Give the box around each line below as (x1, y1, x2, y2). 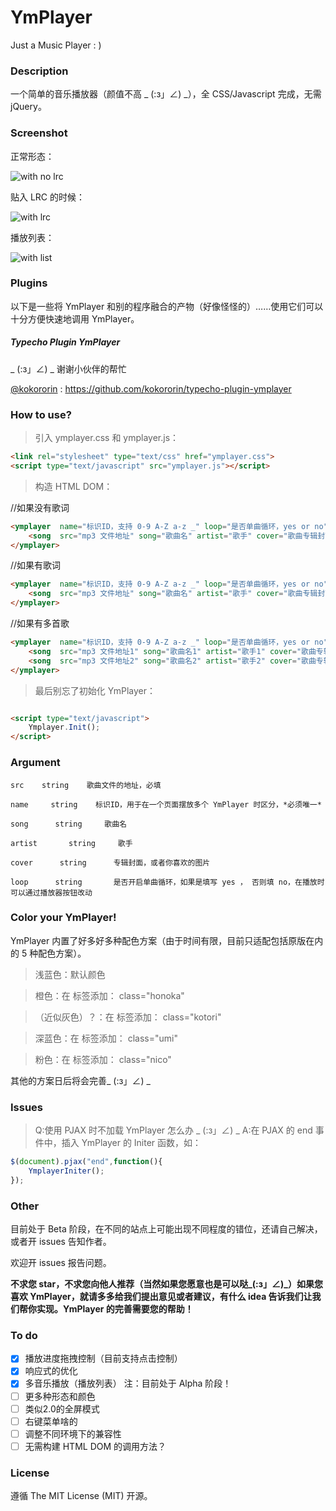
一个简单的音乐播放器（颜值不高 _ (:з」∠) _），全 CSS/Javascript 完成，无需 (10, 88, 322, 100)
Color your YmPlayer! (10, 911, 117, 925)
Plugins (10, 276, 48, 290)
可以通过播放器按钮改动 (10, 887, 93, 898)
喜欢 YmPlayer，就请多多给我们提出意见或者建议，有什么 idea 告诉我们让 (10, 1291, 313, 1303)
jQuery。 (10, 101, 47, 113)
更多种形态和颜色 (24, 1390, 96, 1402)
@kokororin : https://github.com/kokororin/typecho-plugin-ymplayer (10, 382, 292, 395)
